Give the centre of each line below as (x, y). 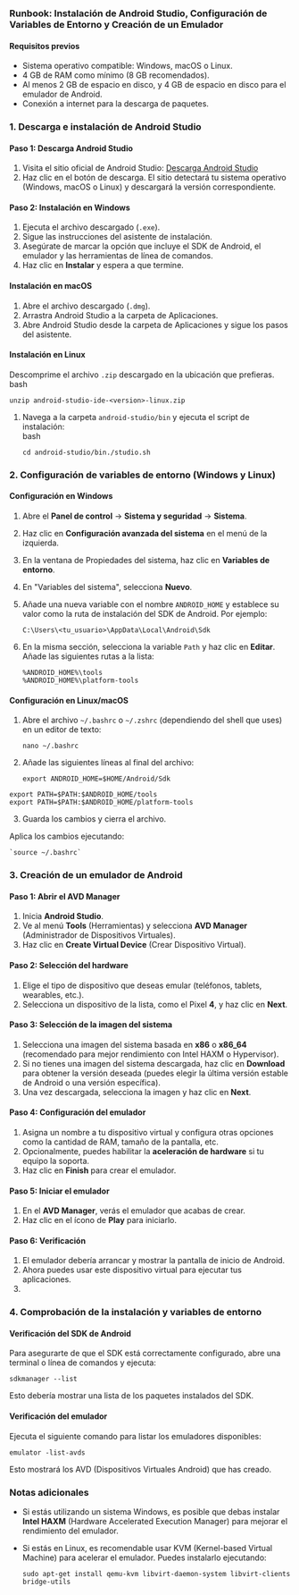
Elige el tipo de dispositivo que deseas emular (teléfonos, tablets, (142, 985)
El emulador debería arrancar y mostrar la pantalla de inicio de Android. (154, 1261)
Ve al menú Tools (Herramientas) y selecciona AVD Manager (135, 926)
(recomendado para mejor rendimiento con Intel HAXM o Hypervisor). (150, 1054)
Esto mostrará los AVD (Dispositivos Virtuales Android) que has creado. (141, 1469)
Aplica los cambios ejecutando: (67, 836)
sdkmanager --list (43, 1380)
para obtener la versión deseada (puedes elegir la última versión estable (155, 1073)
